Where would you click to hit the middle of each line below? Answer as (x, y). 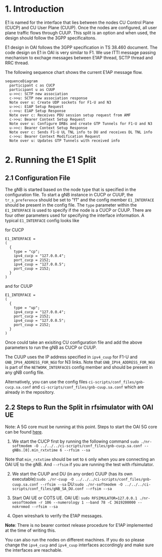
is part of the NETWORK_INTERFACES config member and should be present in (79, 367)
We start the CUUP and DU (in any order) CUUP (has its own (72, 474)
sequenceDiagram (21, 81)
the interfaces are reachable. (34, 550)
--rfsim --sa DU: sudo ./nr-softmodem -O (81, 484)
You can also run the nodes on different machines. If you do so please (75, 540)
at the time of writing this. (30, 530)
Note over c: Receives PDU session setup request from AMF (70, 115)
